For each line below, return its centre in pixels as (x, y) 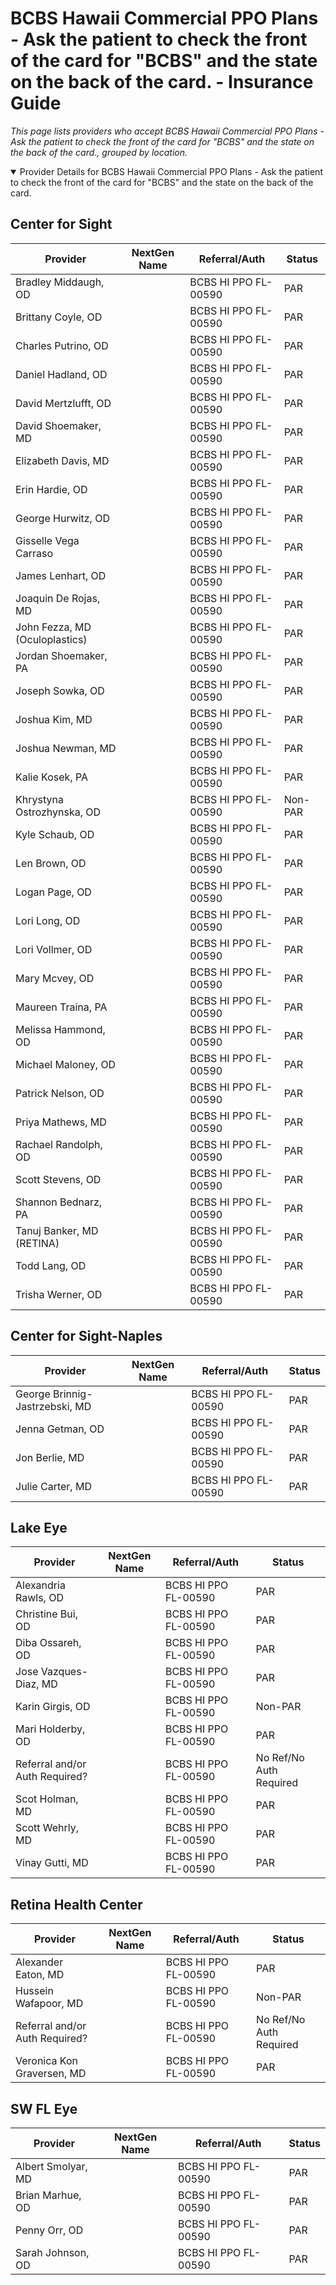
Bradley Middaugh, (60, 282)
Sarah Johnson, (52, 2252)
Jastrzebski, (44, 1406)
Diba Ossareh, (48, 1643)
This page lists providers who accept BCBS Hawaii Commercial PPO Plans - (167, 131)
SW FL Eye (44, 2108)
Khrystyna (39, 799)
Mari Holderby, (50, 1729)
